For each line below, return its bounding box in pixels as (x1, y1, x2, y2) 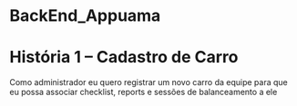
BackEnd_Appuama (9, 5, 161, 26)
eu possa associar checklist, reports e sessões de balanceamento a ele (9, 87, 278, 98)
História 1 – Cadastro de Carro (9, 47, 239, 68)
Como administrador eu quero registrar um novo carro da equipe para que (9, 77, 289, 88)
